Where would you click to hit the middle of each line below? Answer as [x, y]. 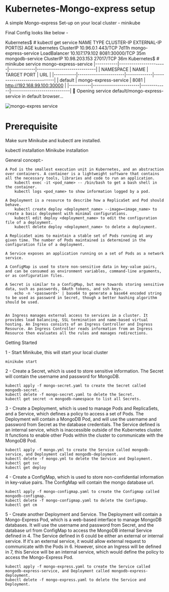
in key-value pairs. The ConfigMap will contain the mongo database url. [80, 482]
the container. [21, 187]
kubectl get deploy [26, 468]
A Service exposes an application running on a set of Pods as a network [85, 253]
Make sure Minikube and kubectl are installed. [53, 140]
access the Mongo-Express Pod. [39, 557]
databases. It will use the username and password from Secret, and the [80, 525]
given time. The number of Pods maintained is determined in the [75, 240]
